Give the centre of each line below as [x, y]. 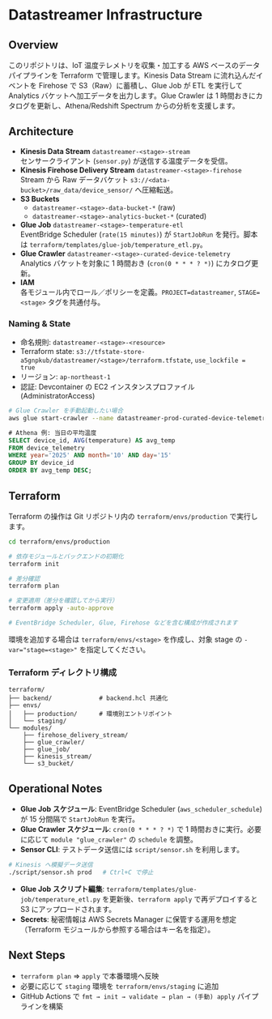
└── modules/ [30, 728]
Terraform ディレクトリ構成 [63, 672]
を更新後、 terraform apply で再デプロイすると [180, 899]
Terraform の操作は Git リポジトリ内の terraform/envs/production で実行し [133, 516]
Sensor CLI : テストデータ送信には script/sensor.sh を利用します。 [132, 850]
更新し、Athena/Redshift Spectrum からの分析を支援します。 [138, 106]
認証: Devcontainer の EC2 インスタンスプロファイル [108, 387]
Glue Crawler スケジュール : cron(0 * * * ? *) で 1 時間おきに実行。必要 [140, 829]
